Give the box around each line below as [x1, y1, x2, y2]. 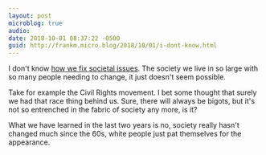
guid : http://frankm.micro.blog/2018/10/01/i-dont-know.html [8, 42, 218, 50]
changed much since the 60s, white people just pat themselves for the [8, 129, 242, 139]
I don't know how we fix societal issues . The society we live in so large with [8, 63, 259, 73]
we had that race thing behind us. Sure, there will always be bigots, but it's [8, 96, 256, 106]
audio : [8, 27, 31, 35]
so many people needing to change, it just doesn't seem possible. [8, 72, 227, 82]
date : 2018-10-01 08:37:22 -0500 [8, 34, 121, 43]
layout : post [8, 11, 52, 20]
